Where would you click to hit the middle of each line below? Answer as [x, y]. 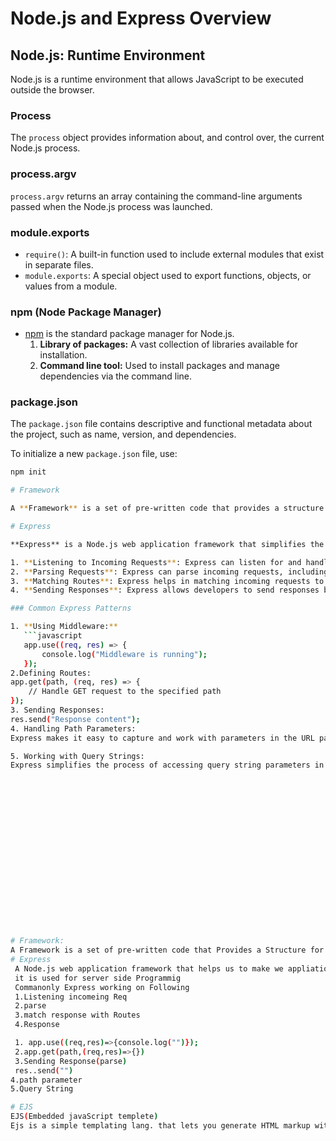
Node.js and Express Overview [141, 18]
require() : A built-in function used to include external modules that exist [174, 254]
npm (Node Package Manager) [86, 312]
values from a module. [71, 286]
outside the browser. [52, 90]
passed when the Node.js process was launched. [111, 206]
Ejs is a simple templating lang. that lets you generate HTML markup [160, 1126]
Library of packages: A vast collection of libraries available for [168, 344]
